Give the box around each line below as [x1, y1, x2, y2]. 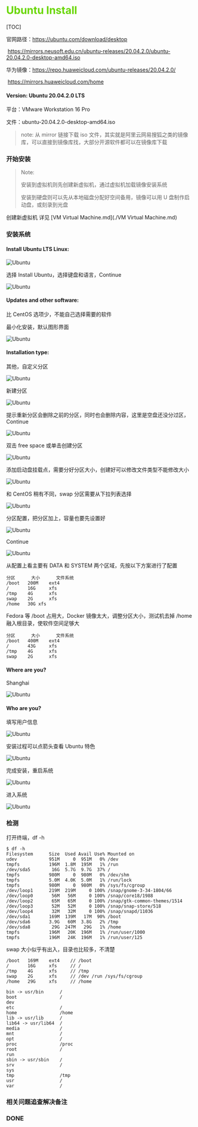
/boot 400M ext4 [6, 637, 60, 644]
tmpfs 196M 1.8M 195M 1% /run [6, 861, 119, 868]
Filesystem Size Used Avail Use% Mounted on [6, 851, 135, 857]
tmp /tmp [6, 1072, 70, 1078]
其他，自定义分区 [6, 363, 48, 370]
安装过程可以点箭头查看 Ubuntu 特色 [6, 743, 95, 750]
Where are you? [6, 666, 47, 673]
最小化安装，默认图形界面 [6, 323, 69, 330]
